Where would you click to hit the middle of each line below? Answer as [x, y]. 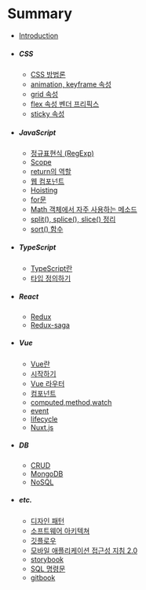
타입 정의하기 [51, 278]
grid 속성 [44, 94]
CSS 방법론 [48, 74]
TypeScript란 [51, 268]
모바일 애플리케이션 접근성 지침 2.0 [84, 550]
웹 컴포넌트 [47, 181]
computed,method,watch [71, 402]
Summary [40, 14]
